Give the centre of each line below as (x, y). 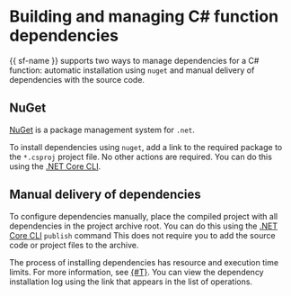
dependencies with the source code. (77, 79)
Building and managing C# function (144, 17)
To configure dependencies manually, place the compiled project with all (144, 216)
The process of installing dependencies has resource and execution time (144, 262)
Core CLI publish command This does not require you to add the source (142, 235)
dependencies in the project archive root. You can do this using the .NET (144, 226)
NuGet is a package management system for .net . (102, 130)
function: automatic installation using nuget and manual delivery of (132, 70)
